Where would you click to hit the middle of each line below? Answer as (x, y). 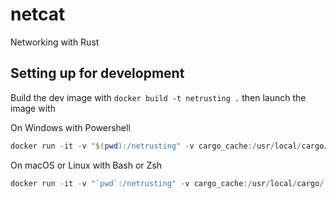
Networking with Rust (55, 42)
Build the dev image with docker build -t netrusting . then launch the (158, 97)
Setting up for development (97, 73)
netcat (38, 14)
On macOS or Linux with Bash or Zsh (86, 165)
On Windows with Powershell (70, 127)
